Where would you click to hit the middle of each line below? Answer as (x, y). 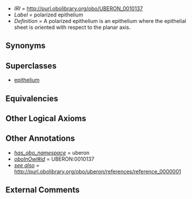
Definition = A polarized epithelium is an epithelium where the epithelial (100, 21)
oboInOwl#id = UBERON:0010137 (54, 159)
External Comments (43, 190)
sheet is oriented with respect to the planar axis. (72, 27)
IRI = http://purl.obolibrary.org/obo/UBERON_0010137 (78, 9)
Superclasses (31, 66)
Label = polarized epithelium (48, 15)
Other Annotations (40, 139)
